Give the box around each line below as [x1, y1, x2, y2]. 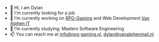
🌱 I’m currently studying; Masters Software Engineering [9, 26, 124, 32]
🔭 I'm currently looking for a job [9, 10, 75, 16]
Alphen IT [9, 20, 30, 26]
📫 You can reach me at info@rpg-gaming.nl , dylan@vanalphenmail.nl [9, 31, 154, 37]
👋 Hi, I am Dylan [9, 5, 43, 10]
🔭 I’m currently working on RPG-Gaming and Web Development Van [9, 15, 150, 21]
